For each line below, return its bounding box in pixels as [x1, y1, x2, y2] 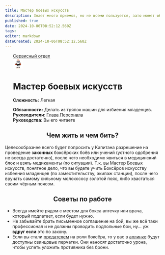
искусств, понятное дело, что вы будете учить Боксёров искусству [5, 165, 147, 171]
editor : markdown [5, 34, 41, 39]
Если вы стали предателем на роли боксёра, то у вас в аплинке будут [12, 234, 160, 240]
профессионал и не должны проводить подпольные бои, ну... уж [12, 224, 149, 229]
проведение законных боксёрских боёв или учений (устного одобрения [5, 150, 159, 155]
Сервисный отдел [13, 53, 51, 59]
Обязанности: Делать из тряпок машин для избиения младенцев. [13, 106, 152, 112]
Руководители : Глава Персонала [13, 112, 83, 118]
